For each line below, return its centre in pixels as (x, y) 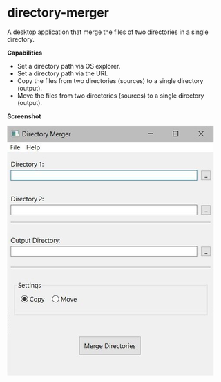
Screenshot (24, 116)
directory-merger (58, 13)
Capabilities (25, 53)
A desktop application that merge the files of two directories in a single (108, 32)
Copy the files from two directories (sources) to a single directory (110, 80)
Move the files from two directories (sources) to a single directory (110, 95)
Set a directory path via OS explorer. (69, 66)
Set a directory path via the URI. (63, 73)
